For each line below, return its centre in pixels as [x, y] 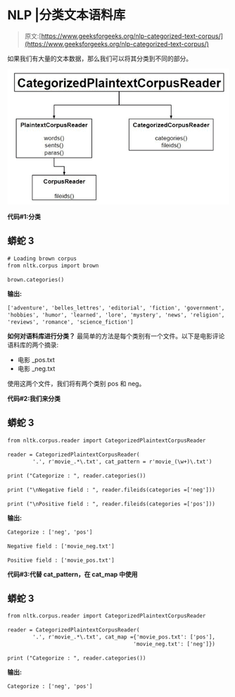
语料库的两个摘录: [33, 345]
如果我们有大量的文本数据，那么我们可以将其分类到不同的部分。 [100, 58]
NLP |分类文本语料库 [66, 15]
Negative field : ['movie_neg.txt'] [61, 546]
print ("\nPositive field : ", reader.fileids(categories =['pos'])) [112, 504]
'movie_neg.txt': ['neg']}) [174, 644]
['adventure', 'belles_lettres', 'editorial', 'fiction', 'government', [116, 308]
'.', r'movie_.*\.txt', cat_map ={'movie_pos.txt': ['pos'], [124, 637]
